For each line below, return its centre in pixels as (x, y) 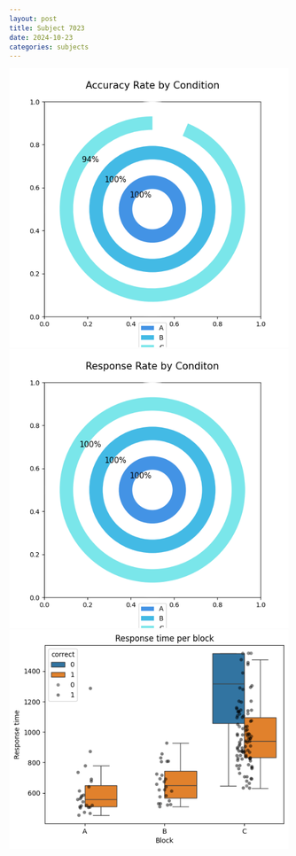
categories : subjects (49, 47)
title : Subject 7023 (47, 28)
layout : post (33, 19)
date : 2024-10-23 (41, 37)
